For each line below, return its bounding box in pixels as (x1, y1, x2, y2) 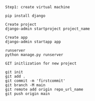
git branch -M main (5, 83, 46, 88)
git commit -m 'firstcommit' (5, 78, 66, 83)
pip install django (5, 13, 46, 18)
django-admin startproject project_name (5, 26, 91, 31)
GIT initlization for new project (5, 61, 77, 66)
